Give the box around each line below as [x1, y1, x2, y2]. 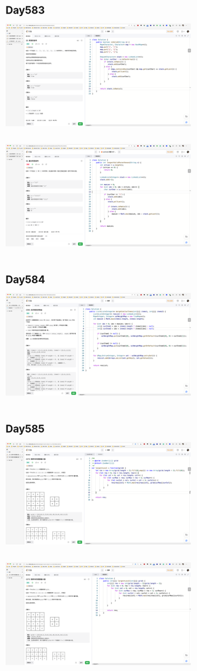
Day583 [5, 4, 45, 17]
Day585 [5, 422, 45, 435]
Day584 [5, 273, 45, 287]
